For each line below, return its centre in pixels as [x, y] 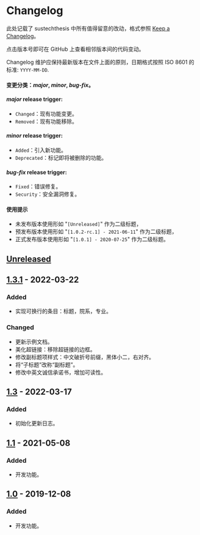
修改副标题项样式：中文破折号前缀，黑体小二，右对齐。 [84, 357]
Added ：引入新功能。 [41, 150]
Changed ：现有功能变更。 [46, 113]
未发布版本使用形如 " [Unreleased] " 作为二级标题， [78, 224]
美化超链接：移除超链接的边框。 [55, 349]
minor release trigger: [34, 136]
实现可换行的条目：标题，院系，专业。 [63, 311]
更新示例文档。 [34, 342]
